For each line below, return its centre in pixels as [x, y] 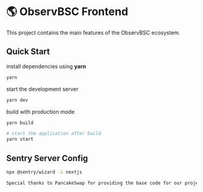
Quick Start [28, 52]
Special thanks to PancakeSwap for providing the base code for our [94, 183]
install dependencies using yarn [46, 66]
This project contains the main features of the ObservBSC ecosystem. [93, 32]
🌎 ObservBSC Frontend [67, 12]
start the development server [42, 89]
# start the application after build [54, 134]
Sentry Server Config [47, 158]
